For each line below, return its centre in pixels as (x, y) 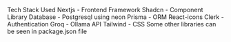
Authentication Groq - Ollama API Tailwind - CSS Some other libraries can (112, 24)
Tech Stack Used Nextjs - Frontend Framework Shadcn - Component (105, 10)
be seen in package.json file (47, 31)
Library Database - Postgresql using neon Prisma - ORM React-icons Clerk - (115, 17)
